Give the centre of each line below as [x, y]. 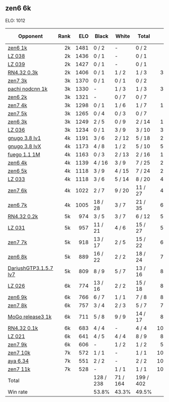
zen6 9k [18, 297]
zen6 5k [18, 171]
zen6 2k [18, 97]
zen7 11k [19, 369]
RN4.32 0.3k [23, 72]
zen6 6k [18, 8]
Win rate [18, 392]
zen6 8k [18, 257]
